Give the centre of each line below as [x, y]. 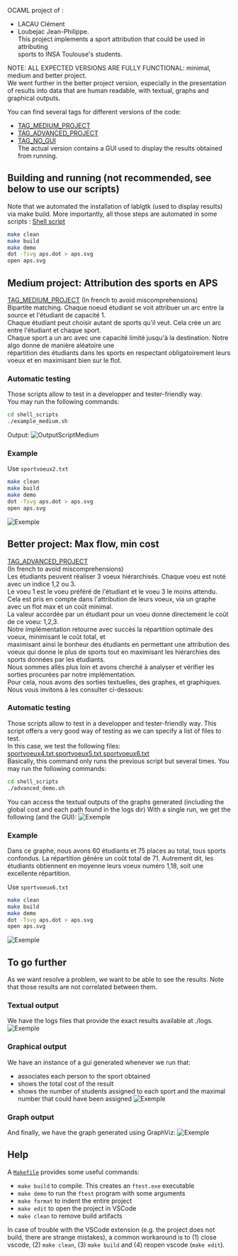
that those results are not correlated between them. [83, 987]
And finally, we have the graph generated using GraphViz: [91, 1132]
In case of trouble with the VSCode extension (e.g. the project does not [111, 1229]
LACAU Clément [41, 24]
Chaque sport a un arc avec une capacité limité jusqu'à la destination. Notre [118, 338]
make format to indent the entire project [75, 1201]
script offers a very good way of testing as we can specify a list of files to [114, 731]
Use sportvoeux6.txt [38, 887]
